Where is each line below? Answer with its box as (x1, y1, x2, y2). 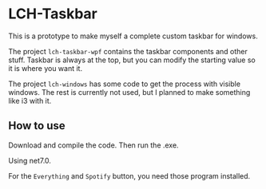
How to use (8, 119, 66, 132)
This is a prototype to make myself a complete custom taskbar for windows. (8, 31, 258, 41)
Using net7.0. (8, 156, 52, 165)
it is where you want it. (8, 63, 82, 73)
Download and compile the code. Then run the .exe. (8, 140, 179, 150)
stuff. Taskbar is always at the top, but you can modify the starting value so (8, 55, 256, 65)
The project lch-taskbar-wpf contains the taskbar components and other (8, 46, 248, 56)
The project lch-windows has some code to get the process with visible (8, 79, 241, 89)
